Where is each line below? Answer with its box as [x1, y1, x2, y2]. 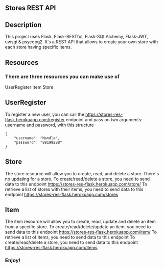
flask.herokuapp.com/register [5, 116, 65, 122]
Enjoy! [5, 257, 21, 264]
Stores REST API [5, 4, 56, 12]
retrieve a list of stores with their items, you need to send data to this [5, 186, 143, 192]
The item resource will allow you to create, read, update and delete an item [5, 218, 156, 225]
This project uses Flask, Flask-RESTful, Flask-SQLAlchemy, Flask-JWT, [5, 34, 148, 40]
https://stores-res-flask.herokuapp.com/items [5, 245, 98, 251]
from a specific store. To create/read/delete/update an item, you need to [5, 224, 151, 230]
